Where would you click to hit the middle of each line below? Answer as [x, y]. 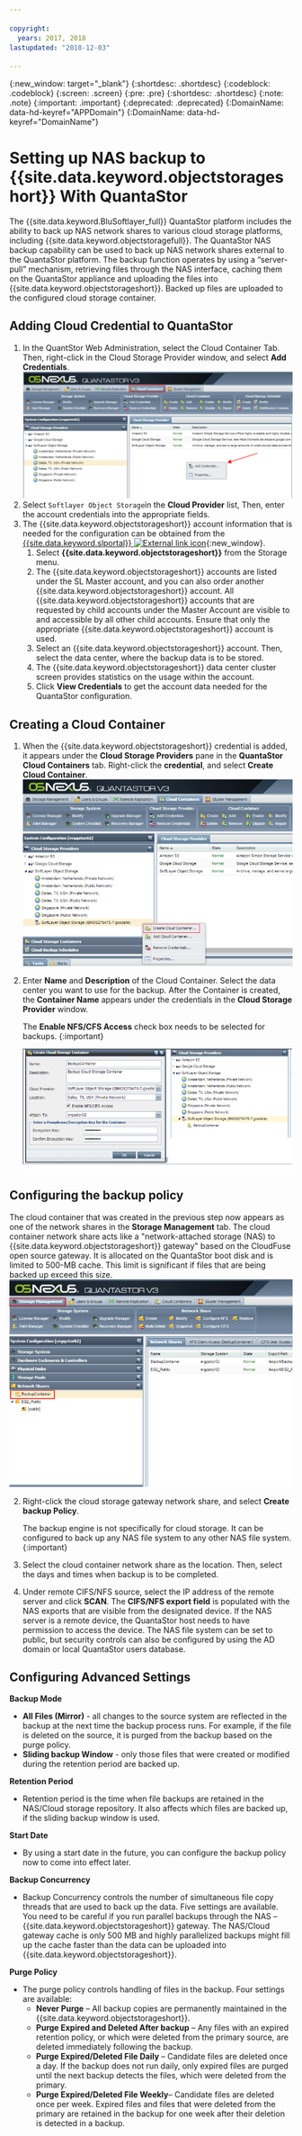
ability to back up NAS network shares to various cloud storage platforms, [146, 231]
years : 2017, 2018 [52, 38]
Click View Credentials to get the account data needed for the [151, 687]
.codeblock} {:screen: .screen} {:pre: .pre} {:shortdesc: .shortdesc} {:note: [147, 94]
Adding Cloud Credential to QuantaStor [121, 326]
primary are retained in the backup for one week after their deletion [160, 2114]
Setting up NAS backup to [107, 158]
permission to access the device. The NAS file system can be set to [147, 1629]
